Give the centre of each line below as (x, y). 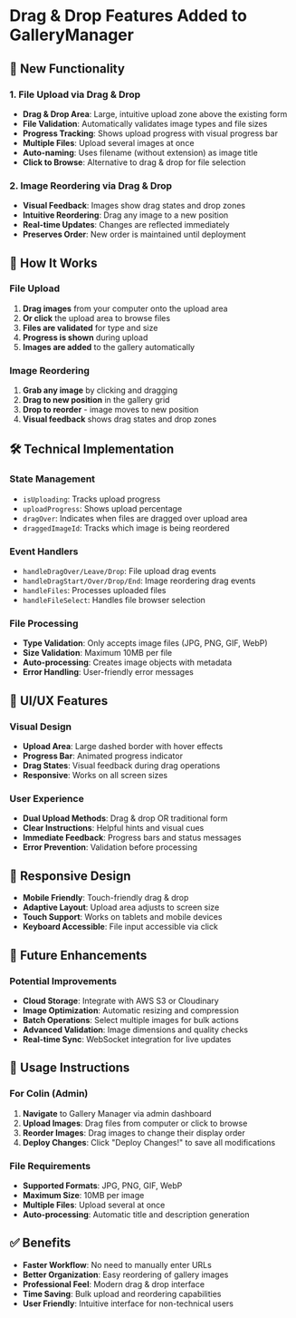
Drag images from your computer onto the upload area (125, 308)
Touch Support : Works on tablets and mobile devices (122, 917)
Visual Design (41, 727)
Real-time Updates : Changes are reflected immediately (126, 225)
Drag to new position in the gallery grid (96, 400)
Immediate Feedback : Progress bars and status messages (132, 838)
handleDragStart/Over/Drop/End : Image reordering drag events (139, 581)
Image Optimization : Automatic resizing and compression (131, 1010)
